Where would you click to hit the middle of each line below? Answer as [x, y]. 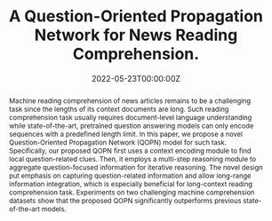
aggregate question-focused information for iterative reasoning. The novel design [136, 167]
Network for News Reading [136, 35]
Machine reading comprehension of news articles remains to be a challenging [130, 101]
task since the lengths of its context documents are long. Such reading [119, 109]
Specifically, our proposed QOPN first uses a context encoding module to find [130, 150]
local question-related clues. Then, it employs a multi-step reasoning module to [132, 158]
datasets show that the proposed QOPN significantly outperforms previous [125, 200]
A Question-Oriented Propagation [136, 16]
